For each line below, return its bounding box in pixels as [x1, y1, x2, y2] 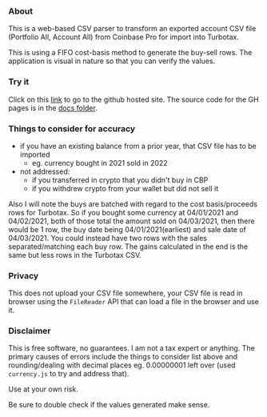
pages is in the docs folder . [8, 102, 98, 113]
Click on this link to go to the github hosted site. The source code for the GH [8, 94, 259, 104]
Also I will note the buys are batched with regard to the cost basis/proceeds [8, 198, 258, 209]
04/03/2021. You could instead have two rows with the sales [8, 233, 208, 243]
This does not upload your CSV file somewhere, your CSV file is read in [8, 288, 243, 298]
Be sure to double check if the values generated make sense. [8, 400, 210, 410]
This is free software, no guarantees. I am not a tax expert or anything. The [8, 343, 256, 353]
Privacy [8, 270, 39, 281]
